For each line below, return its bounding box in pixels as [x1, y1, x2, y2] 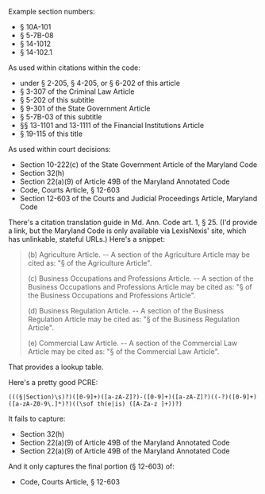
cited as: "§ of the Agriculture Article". [27, 259, 152, 267]
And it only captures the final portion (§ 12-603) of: [8, 461, 175, 471]
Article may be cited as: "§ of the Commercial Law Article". [27, 347, 220, 356]
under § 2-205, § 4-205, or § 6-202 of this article [19, 79, 181, 88]
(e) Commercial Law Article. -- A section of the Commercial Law [27, 338, 238, 348]
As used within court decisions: [8, 145, 111, 154]
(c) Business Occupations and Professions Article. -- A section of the [27, 274, 254, 283]
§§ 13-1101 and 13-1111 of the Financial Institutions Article [19, 121, 205, 130]
